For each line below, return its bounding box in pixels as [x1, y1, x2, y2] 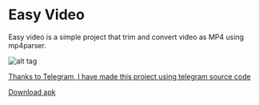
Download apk [8, 87, 56, 97]
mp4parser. [8, 40, 46, 50]
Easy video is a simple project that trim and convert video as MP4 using [8, 32, 245, 42]
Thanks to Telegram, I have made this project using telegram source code [8, 71, 251, 81]
